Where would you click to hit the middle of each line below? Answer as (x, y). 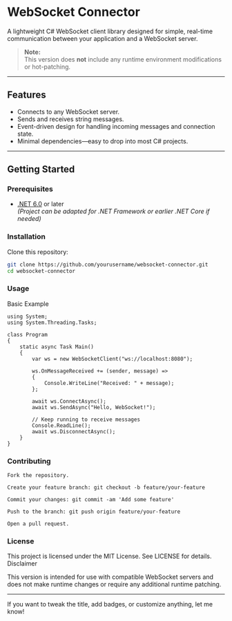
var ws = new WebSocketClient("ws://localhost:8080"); (113, 359)
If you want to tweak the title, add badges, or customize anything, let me (110, 604)
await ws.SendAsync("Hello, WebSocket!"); (94, 407)
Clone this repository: (38, 252)
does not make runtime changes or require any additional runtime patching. (114, 584)
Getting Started (41, 169)
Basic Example (28, 304)
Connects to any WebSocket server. (68, 111)
